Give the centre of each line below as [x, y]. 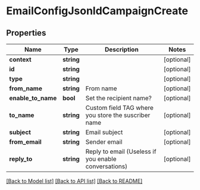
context [20, 59]
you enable [101, 159]
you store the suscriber [118, 115]
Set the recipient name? [118, 98]
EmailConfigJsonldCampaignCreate [97, 11]
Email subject [104, 132]
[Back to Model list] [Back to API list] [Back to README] [74, 181]
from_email [25, 142]
